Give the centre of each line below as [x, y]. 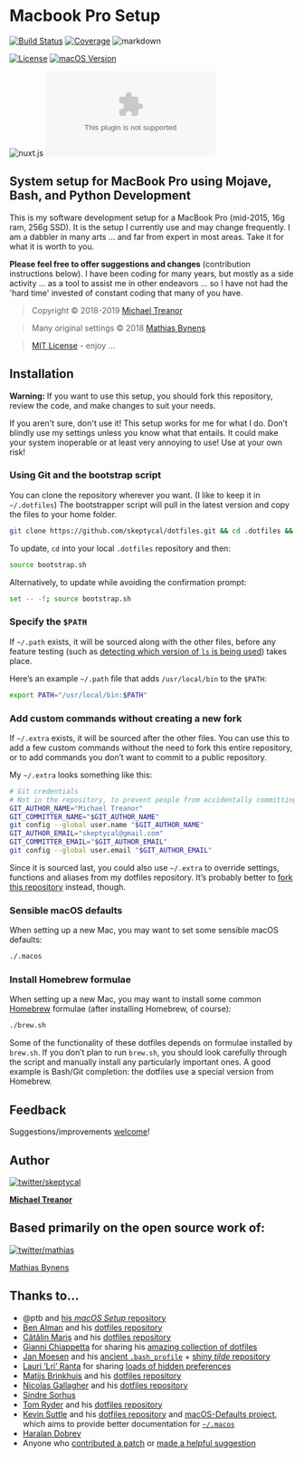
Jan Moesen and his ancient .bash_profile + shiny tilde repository [147, 1356]
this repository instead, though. [68, 887]
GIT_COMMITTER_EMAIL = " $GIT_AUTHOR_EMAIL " [89, 842]
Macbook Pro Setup [85, 16]
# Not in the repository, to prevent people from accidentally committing [153, 800]
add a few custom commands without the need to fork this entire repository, [151, 748]
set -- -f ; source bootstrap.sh [70, 599]
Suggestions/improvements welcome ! [80, 1132]
